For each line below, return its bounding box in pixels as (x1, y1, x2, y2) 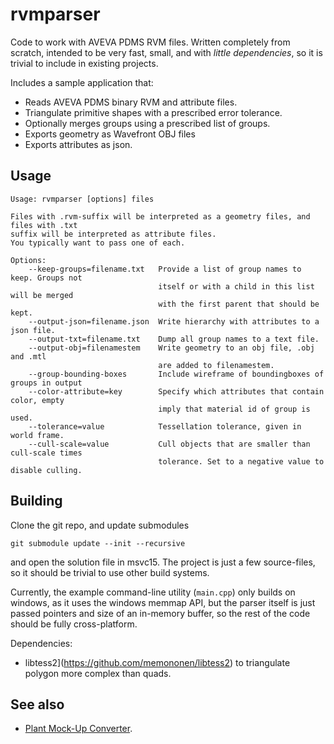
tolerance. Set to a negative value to (158, 456, 325, 467)
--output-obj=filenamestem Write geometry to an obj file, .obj (28, 343, 315, 353)
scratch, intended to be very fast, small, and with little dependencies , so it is (10, 46, 323, 58)
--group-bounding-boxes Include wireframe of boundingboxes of (28, 369, 325, 379)
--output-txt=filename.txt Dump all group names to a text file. (28, 334, 320, 344)
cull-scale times (10, 448, 83, 458)
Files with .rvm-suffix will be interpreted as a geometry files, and (10, 211, 311, 222)
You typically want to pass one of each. (10, 238, 186, 248)
